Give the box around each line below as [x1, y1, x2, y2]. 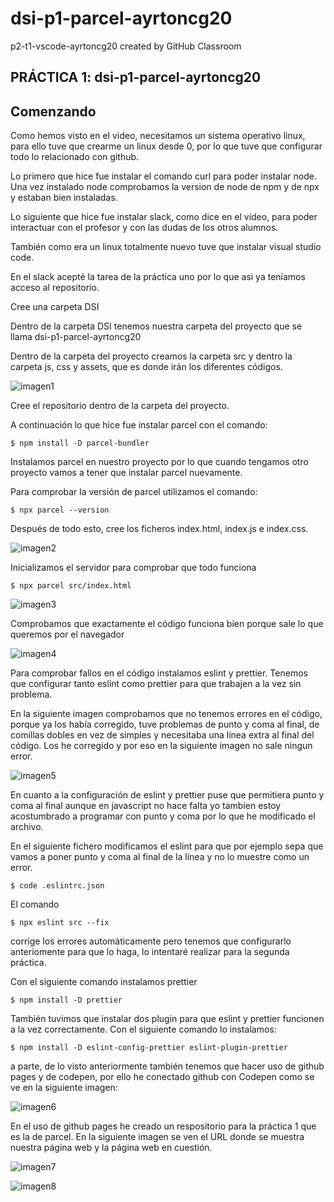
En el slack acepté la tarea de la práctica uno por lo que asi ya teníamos [10, 271, 306, 283]
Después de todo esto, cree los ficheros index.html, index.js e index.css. [10, 523, 309, 535]
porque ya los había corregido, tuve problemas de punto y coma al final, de [10, 718, 320, 731]
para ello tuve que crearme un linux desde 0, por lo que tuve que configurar [10, 140, 323, 152]
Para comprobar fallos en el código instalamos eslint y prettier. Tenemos [10, 667, 308, 679]
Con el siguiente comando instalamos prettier [10, 976, 198, 988]
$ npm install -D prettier [10, 995, 123, 1006]
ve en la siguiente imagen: [10, 1082, 118, 1094]
